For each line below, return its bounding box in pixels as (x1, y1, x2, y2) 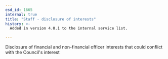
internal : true (5, 12, 37, 17)
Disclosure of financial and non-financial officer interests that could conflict (5, 44, 163, 50)
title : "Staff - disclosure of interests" (5, 16, 96, 21)
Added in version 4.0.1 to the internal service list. (10, 26, 128, 31)
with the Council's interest (5, 49, 60, 55)
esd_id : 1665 (5, 7, 33, 12)
